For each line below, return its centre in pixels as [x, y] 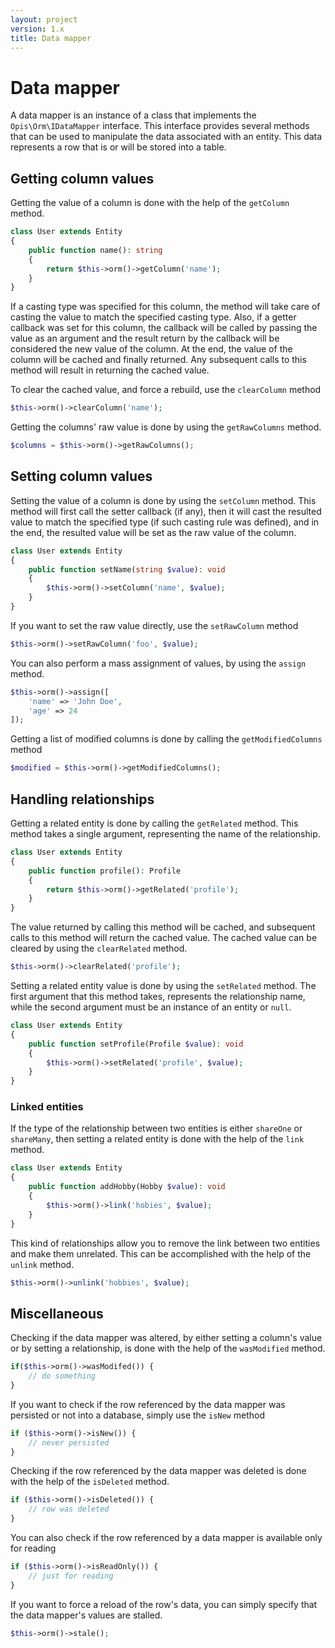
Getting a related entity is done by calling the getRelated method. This [154, 823]
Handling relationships [82, 799]
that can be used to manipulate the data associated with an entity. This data [166, 137]
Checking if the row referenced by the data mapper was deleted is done [158, 1471]
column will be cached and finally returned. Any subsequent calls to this [158, 360]
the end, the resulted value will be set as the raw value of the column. [153, 532]
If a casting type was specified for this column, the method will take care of [165, 307]
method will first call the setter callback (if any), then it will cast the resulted [166, 511]
